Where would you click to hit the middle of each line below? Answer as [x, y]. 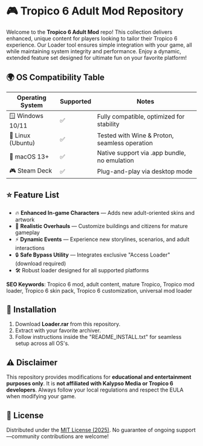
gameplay [27, 232]
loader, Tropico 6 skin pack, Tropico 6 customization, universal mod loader [99, 290]
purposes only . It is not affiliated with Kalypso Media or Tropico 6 [90, 384]
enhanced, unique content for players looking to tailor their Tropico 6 [92, 38]
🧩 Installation [31, 310]
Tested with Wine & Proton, [135, 135]
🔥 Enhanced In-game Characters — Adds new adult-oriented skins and [105, 212]
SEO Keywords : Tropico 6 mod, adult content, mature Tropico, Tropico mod [101, 284]
